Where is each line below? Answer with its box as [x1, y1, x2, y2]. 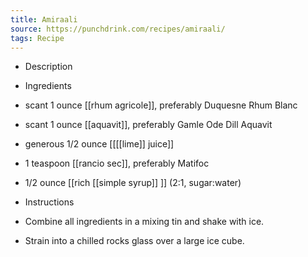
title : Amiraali [10, 14, 78, 25]
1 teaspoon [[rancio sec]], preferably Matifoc [24, 157, 210, 170]
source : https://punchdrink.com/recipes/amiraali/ [10, 24, 226, 34]
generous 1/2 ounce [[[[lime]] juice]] [24, 138, 175, 150]
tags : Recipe [10, 33, 65, 43]
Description [24, 61, 73, 73]
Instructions [24, 196, 75, 208]
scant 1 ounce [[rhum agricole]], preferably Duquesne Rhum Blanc [24, 99, 298, 111]
